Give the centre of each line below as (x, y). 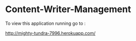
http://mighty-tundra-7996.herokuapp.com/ (50, 33)
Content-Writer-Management (68, 9)
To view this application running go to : (45, 23)
